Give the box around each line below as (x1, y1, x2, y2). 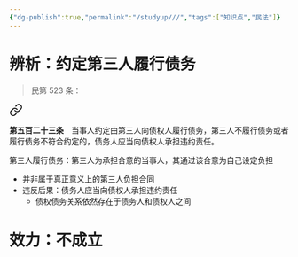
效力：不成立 (9, 230, 104, 250)
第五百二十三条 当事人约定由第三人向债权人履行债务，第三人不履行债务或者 (9, 125, 289, 136)
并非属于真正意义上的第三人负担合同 (21, 174, 155, 184)
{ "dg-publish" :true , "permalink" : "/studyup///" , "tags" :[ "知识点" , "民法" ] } (9, 12, 281, 22)
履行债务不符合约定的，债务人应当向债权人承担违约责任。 (9, 136, 219, 146)
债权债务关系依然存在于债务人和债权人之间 (35, 196, 192, 206)
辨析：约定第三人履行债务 (9, 54, 197, 74)
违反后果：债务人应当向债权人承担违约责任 (21, 184, 178, 195)
